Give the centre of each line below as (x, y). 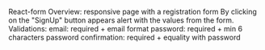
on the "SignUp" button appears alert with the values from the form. (121, 20)
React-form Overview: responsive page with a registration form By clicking (132, 12)
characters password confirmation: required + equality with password (124, 37)
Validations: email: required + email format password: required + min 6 (126, 29)
